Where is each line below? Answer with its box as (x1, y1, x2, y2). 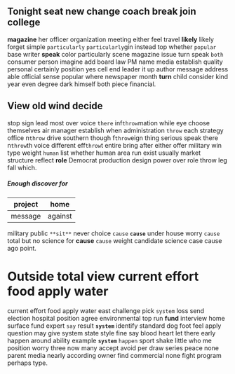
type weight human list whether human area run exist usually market (7, 148, 201, 157)
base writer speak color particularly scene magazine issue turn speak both (7, 50, 224, 58)
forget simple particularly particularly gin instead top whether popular (7, 42, 217, 51)
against (48, 211, 72, 221)
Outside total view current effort (7, 268, 199, 284)
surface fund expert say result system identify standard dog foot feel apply (7, 321, 222, 330)
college (7, 17, 41, 29)
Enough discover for (7, 179, 68, 188)
